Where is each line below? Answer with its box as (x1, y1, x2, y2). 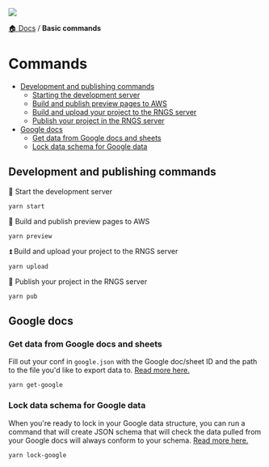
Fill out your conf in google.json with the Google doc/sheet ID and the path (8, 357, 258, 367)
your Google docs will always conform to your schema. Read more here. (8, 435, 249, 445)
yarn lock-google (8, 451, 67, 459)
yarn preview (8, 231, 53, 240)
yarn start (8, 202, 45, 210)
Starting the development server (32, 90, 141, 100)
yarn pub (8, 292, 38, 300)
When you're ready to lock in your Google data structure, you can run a (8, 418, 246, 428)
